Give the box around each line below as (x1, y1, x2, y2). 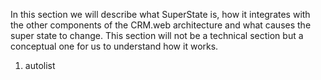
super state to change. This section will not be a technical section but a (10, 30, 304, 41)
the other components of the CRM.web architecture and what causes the (10, 19, 312, 31)
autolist (24, 60, 56, 71)
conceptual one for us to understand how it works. (10, 40, 219, 52)
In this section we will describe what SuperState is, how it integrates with (10, 9, 311, 20)
